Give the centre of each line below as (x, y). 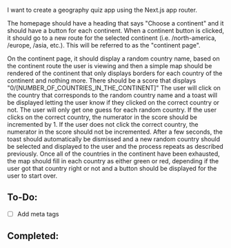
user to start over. (32, 176)
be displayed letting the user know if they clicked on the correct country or (113, 102)
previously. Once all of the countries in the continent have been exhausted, (114, 154)
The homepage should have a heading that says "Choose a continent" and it (115, 23)
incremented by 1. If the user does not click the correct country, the (103, 124)
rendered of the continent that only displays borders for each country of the (115, 73)
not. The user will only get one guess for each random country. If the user (112, 110)
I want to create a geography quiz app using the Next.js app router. (102, 10)
